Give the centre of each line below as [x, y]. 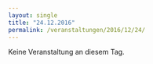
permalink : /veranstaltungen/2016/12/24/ [77, 30]
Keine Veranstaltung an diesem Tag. [66, 52]
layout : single [33, 15]
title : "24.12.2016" [42, 23]
